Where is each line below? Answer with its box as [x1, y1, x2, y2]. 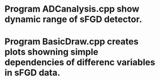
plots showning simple [4, 46, 98, 58]
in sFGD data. [4, 67, 61, 79]
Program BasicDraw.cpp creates [4, 36, 139, 47]
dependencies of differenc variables [4, 57, 155, 68]
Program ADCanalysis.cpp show [4, 3, 140, 15]
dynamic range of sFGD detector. [4, 14, 142, 25]
